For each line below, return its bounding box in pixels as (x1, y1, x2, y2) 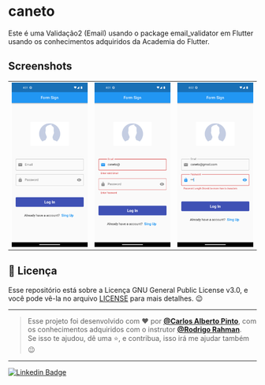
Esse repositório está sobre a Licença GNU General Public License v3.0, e (8, 285, 248, 294)
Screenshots (8, 60, 73, 73)
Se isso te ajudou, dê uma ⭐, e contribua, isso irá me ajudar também (27, 333, 250, 342)
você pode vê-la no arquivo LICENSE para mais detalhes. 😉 (8, 294, 203, 303)
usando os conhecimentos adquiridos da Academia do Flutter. (8, 36, 211, 46)
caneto (8, 2, 55, 20)
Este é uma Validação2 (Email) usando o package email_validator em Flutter (8, 28, 254, 38)
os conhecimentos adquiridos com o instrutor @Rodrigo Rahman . (27, 324, 242, 334)
